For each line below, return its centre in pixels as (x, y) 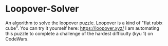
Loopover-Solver (42, 9)
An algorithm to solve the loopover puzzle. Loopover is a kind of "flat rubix (84, 23)
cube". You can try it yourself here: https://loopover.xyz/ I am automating (82, 28)
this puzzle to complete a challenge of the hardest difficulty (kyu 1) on (79, 33)
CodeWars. (17, 39)
